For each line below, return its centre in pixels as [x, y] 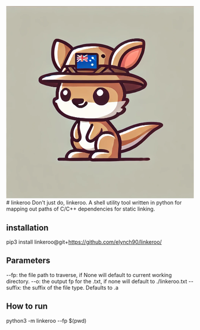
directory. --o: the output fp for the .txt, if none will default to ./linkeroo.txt [97, 281]
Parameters [28, 261]
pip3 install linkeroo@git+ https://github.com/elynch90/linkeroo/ [84, 242]
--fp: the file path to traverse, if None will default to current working [89, 275]
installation [27, 227]
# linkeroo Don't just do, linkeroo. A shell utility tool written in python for [94, 203]
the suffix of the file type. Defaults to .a [71, 287]
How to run [27, 307]
